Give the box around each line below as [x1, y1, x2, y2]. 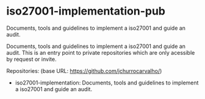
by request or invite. [6, 55, 57, 63]
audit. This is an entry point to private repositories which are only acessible [6, 49, 195, 56]
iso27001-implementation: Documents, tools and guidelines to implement [15, 79, 199, 86]
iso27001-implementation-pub [6, 4, 166, 18]
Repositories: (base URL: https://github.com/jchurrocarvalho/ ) [6, 67, 162, 74]
